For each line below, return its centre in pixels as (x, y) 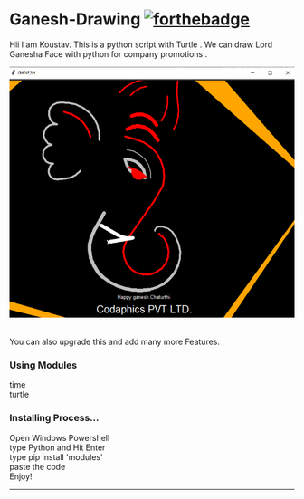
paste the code (38, 466)
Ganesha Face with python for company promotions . (109, 53)
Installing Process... (54, 418)
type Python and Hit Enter (57, 447)
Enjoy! (21, 476)
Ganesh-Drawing (75, 19)
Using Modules (43, 365)
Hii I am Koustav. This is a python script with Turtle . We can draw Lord (141, 44)
